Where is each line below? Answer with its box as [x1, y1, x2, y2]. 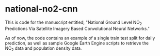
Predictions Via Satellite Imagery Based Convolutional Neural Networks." [5, 26, 150, 31]
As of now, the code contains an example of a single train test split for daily [5, 35, 155, 41]
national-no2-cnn [5, 3, 78, 14]
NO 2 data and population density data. [5, 45, 82, 52]
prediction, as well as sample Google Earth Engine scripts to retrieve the [5, 40, 149, 46]
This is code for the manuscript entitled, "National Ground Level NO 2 [5, 19, 142, 26]
